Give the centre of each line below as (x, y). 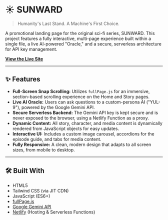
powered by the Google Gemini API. (58, 107)
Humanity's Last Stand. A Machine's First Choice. (68, 23)
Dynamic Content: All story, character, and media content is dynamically (87, 123)
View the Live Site (24, 58)
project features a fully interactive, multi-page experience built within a (78, 38)
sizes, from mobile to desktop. (43, 149)
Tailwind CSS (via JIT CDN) (40, 190)
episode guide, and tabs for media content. (57, 139)
